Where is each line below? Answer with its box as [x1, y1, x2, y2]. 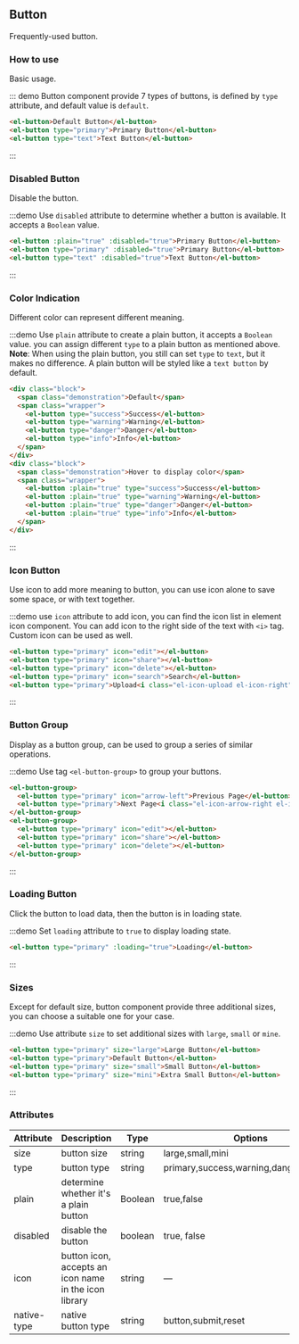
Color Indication [9, 292, 80, 304]
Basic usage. [9, 73, 57, 84]
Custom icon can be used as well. [9, 630, 133, 641]
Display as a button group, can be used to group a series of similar [9, 739, 254, 750]
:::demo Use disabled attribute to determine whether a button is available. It [9, 210, 287, 221]
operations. [9, 749, 52, 759]
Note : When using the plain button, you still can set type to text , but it [9, 348, 265, 359]
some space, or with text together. [9, 593, 135, 604]
